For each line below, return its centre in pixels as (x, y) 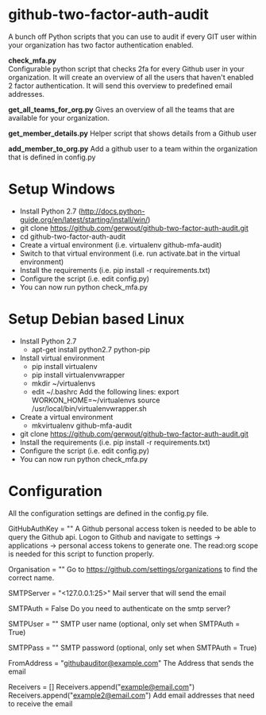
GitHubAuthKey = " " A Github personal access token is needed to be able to (132, 529)
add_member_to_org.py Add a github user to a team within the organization (133, 148)
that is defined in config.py (52, 157)
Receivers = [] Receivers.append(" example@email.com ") (102, 686)
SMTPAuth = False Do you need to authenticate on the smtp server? (120, 608)
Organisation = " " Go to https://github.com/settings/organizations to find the (133, 569)
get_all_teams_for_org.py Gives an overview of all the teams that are (121, 110)
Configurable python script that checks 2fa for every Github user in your (126, 68)
